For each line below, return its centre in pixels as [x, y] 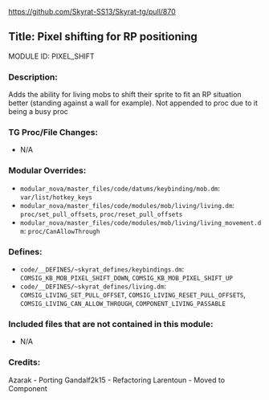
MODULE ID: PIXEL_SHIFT [51, 56]
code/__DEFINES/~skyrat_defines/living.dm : [93, 286]
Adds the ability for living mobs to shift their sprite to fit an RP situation [125, 95]
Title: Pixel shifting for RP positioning [103, 37]
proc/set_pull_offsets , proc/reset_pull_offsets [101, 214]
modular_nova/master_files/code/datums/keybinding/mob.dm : [120, 188]
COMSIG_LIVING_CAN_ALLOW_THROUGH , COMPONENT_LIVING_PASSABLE [123, 303]
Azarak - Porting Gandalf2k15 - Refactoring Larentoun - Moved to [117, 380]
